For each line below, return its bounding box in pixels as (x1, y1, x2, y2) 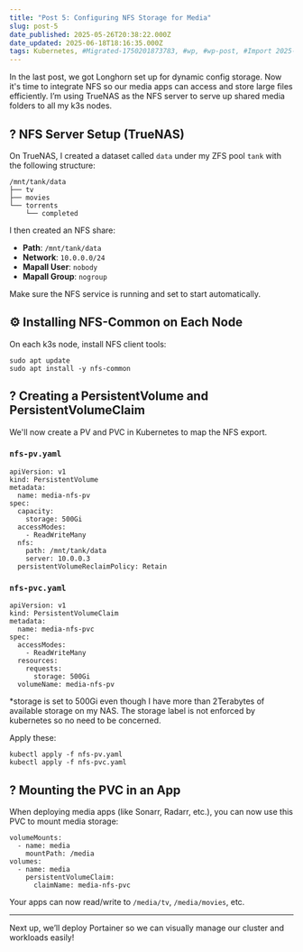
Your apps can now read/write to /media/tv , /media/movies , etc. (9, 896, 245, 907)
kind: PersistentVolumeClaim (9, 609, 119, 618)
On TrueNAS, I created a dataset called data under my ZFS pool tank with (9, 150, 282, 161)
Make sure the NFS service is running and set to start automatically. (9, 288, 262, 299)
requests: (25, 664, 63, 673)
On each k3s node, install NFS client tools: (9, 338, 167, 349)
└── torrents (9, 200, 59, 210)
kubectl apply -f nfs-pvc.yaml (9, 758, 127, 767)
